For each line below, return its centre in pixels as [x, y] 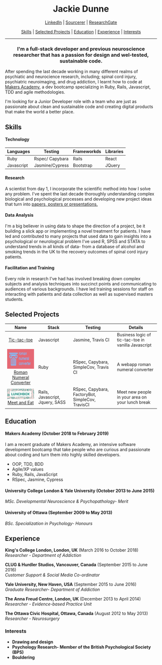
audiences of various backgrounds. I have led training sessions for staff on [79, 289]
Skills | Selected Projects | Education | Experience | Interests [81, 32]
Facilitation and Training [30, 268]
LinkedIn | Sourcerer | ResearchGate [81, 22]
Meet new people [134, 392]
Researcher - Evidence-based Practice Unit [48, 604]
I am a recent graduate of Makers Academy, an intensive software [70, 444]
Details [136, 328]
